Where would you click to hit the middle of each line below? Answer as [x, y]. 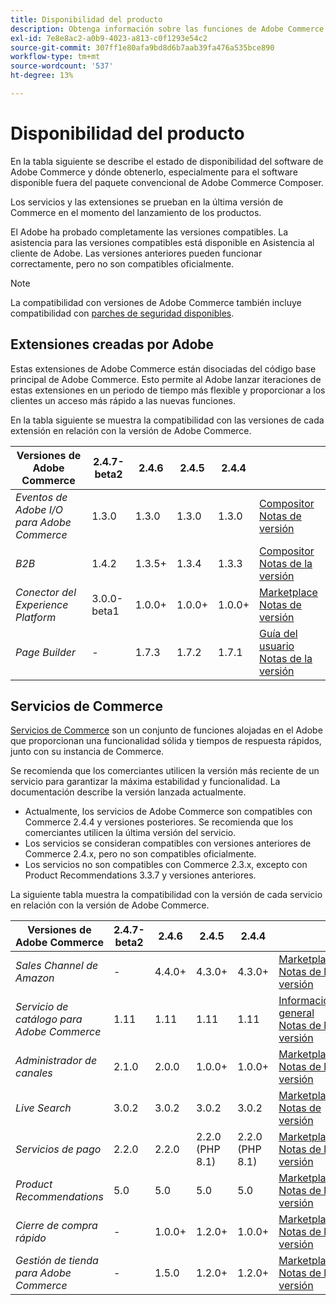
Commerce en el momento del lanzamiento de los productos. [136, 212]
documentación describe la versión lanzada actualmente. [128, 792]
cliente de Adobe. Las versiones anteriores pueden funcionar [136, 253]
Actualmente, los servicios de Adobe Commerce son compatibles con [168, 812]
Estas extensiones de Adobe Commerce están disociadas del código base [163, 368]
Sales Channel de [57, 966]
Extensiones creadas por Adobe [112, 344]
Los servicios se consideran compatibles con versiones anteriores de [168, 843]
